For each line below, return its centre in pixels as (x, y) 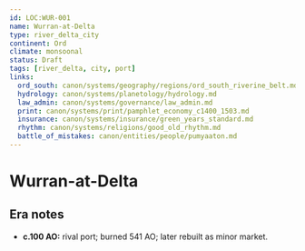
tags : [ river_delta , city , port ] (73, 69)
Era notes (37, 215)
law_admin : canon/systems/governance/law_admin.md (115, 102)
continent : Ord (38, 43)
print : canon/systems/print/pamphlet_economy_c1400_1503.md (133, 111)
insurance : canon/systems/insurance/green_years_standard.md (136, 119)
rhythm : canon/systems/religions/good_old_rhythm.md (119, 128)
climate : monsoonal (46, 52)
